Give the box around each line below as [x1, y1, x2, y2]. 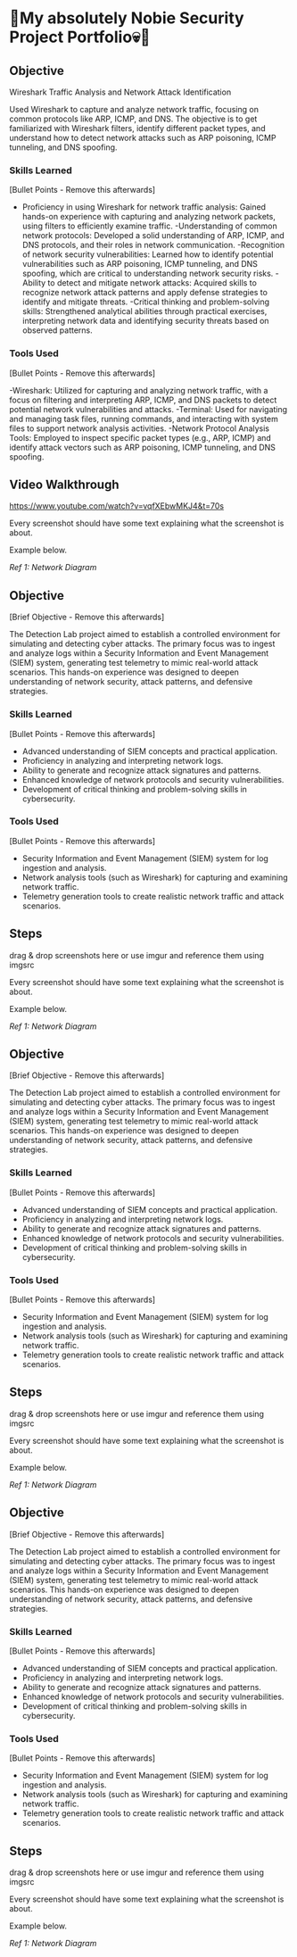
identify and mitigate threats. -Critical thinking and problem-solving [21, 296, 270, 307]
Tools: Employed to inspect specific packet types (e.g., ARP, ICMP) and [9, 432, 272, 443]
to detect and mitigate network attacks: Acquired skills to [47, 278, 257, 288]
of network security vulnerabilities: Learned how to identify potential [21, 249, 274, 260]
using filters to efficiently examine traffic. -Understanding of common [21, 220, 278, 231]
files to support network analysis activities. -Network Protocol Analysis [9, 423, 270, 434]
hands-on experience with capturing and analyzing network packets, [21, 211, 276, 222]
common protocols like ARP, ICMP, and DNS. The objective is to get [9, 113, 258, 124]
